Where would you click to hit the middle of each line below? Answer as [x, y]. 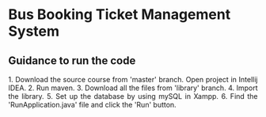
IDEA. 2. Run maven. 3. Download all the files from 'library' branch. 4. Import [133, 88]
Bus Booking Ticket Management [120, 15]
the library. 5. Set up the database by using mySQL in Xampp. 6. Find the [133, 96]
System [34, 31]
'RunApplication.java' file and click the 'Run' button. [92, 105]
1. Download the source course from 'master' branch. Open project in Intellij [133, 79]
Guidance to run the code [72, 60]
